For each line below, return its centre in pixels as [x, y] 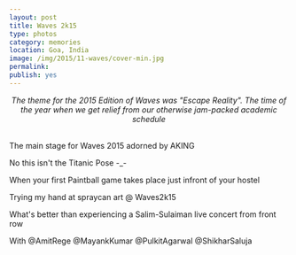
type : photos [33, 34]
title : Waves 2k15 [43, 26]
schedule [149, 119]
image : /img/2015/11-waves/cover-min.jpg [87, 58]
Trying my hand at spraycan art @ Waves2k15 [93, 197]
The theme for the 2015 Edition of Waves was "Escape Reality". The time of [149, 100]
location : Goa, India [49, 50]
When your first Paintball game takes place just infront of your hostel [134, 180]
